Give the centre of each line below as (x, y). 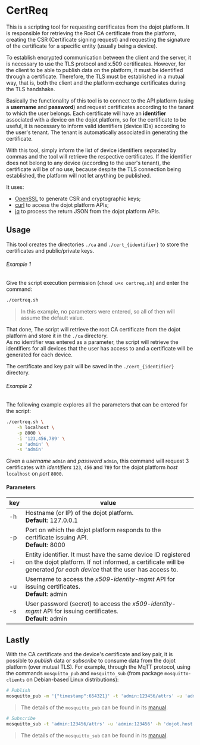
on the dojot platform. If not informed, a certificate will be (105, 562)
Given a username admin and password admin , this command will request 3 (98, 461)
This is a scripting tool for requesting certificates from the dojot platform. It (98, 27)
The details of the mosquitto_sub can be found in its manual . (94, 735)
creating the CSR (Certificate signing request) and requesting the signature (98, 39)
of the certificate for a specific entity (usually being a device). (82, 46)
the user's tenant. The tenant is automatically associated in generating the (97, 132)
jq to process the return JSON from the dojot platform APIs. (87, 211)
